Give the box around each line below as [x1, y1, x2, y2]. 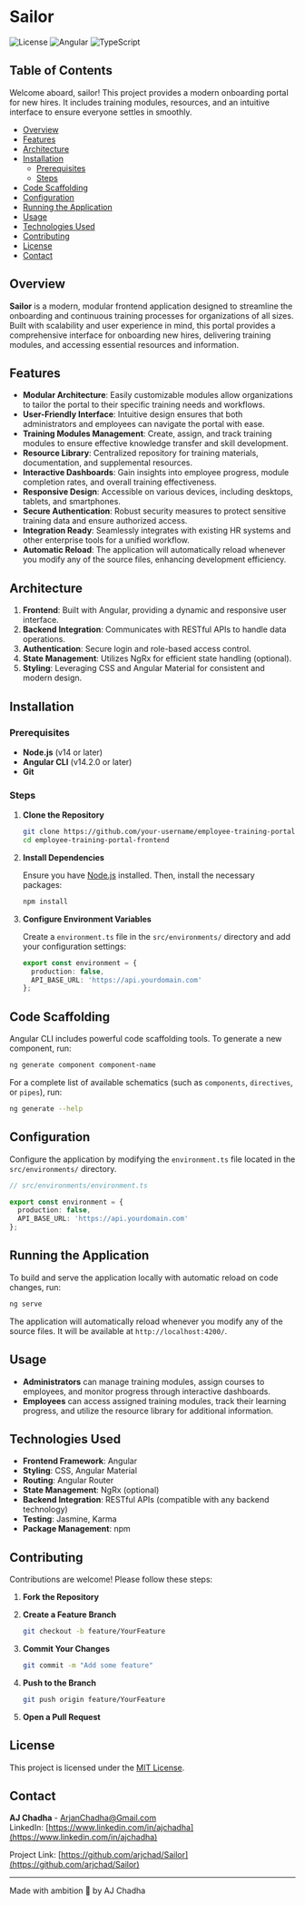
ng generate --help [9, 1104, 84, 1113]
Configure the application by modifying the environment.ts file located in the [9, 1154, 296, 1165]
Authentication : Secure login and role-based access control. [22, 644, 251, 655]
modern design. [22, 672, 83, 684]
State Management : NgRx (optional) [22, 1484, 160, 1495]
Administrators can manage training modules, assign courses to [22, 1376, 265, 1387]
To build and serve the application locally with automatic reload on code [9, 1272, 279, 1283]
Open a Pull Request [22, 1711, 102, 1722]
